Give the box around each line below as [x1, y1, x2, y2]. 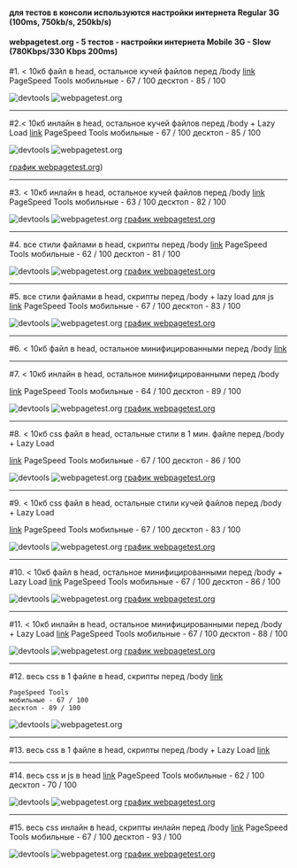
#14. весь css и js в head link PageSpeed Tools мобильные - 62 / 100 [9, 770, 265, 780]
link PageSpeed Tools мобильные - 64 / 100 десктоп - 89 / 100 [9, 385, 241, 396]
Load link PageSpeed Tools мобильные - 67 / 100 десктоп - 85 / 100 [9, 127, 261, 137]
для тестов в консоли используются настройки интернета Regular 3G [9, 7, 280, 18]
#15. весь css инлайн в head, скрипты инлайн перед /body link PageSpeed [9, 822, 288, 833]
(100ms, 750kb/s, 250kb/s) [9, 16, 112, 27]
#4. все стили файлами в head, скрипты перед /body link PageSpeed [9, 239, 268, 250]
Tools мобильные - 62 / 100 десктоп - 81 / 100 [9, 248, 181, 259]
